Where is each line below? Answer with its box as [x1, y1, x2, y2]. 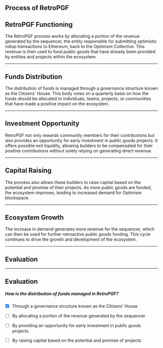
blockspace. [5, 195, 30, 200]
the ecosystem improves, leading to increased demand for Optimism [5, 189, 142, 196]
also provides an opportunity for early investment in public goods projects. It [5, 137, 158, 143]
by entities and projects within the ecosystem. [5, 54, 97, 60]
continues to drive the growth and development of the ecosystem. [5, 236, 137, 242]
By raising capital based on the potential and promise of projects [12, 337, 142, 343]
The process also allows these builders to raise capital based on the [5, 179, 141, 185]
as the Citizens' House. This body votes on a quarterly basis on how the [5, 91, 149, 97]
